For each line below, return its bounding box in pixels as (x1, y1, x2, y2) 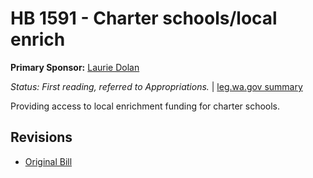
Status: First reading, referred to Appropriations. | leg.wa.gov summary (10, 80, 303, 92)
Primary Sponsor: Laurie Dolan (10, 61, 140, 73)
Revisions (10, 129, 73, 146)
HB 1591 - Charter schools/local (10, 7, 278, 30)
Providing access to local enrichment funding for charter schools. (10, 100, 281, 112)
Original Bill (24, 155, 73, 167)
